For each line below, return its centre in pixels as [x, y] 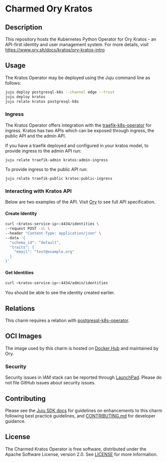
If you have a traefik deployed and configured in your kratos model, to [77, 145]
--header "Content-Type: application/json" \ [53, 233]
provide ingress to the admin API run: [43, 151]
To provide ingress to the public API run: [47, 169]
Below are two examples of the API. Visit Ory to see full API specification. [80, 202]
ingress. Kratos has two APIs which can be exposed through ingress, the [80, 130]
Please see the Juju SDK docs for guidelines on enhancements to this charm [84, 410]
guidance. [15, 421]
